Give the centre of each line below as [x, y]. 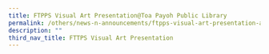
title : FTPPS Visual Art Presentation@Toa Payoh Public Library [118, 15]
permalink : [26, 23]
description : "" [35, 30]
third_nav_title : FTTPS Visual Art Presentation [91, 38]
